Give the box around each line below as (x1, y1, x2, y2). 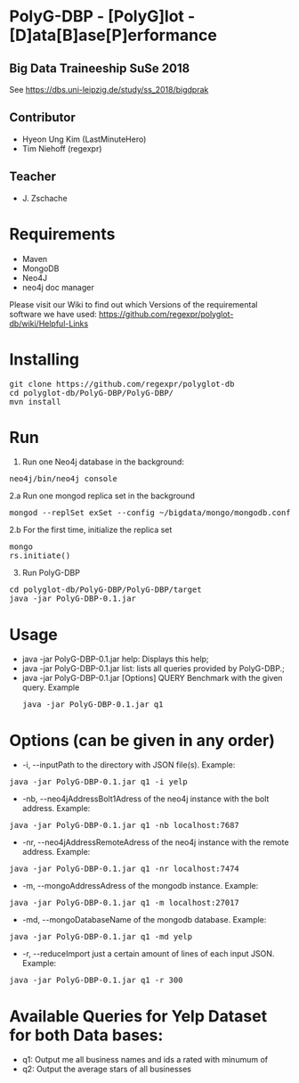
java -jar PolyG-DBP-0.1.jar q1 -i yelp (9, 777, 189, 787)
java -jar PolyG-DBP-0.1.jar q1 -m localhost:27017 (9, 898, 240, 908)
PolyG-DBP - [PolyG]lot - (9, 6, 196, 27)
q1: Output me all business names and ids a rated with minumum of (21, 1054, 269, 1065)
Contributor (9, 110, 76, 126)
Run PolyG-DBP (21, 568, 80, 578)
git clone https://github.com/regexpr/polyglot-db (9, 379, 235, 389)
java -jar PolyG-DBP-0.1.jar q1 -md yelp (9, 931, 193, 942)
